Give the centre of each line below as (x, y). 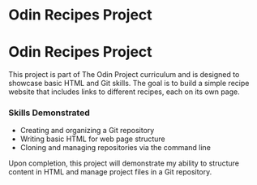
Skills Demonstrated (49, 113)
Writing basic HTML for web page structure (92, 139)
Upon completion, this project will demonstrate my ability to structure (124, 163)
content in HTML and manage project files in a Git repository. (110, 172)
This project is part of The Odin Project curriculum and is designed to (124, 75)
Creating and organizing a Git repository (87, 131)
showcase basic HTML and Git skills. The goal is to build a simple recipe (129, 84)
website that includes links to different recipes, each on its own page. (124, 92)
